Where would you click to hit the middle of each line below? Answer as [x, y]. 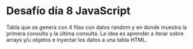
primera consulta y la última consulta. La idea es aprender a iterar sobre [95, 33]
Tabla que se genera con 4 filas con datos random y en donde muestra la [96, 27]
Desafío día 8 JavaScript [68, 11]
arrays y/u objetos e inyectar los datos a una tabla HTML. [77, 40]
